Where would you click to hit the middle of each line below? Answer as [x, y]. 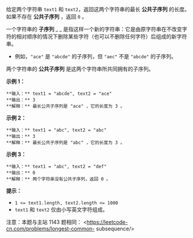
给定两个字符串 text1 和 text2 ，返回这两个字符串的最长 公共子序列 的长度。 [98, 9]
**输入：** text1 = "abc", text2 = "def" [56, 167]
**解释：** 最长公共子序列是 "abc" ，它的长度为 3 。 [66, 143]
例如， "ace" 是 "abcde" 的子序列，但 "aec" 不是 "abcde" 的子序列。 [96, 56]
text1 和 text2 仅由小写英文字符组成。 [61, 209]
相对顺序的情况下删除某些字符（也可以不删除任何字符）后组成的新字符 [102, 37]
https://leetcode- [107, 222]
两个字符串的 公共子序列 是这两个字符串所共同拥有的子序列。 [80, 69]
